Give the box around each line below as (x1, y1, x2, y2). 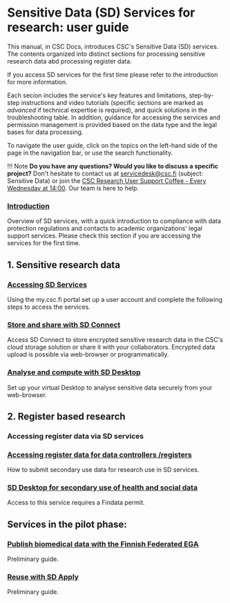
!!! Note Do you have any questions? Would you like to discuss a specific (7, 162, 219, 170)
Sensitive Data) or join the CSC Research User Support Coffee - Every (7, 176, 207, 184)
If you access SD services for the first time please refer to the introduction (7, 70, 218, 79)
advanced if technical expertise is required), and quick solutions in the (7, 106, 208, 114)
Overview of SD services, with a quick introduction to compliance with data (7, 217, 221, 225)
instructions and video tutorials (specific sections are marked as (21, 98, 204, 106)
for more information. (7, 77, 68, 86)
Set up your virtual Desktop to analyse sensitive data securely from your (7, 383, 213, 392)
